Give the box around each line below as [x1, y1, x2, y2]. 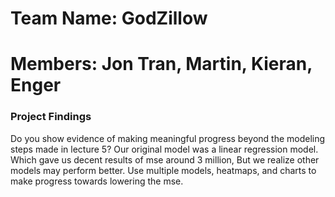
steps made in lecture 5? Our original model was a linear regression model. [10, 143, 319, 155]
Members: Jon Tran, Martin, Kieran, [10, 53, 313, 76]
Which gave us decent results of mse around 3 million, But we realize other [10, 153, 320, 166]
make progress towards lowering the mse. [10, 175, 184, 187]
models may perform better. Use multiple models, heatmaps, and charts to [10, 164, 317, 176]
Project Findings [10, 110, 92, 124]
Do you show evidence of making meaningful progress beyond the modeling [10, 132, 326, 144]
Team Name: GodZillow [10, 7, 208, 30]
